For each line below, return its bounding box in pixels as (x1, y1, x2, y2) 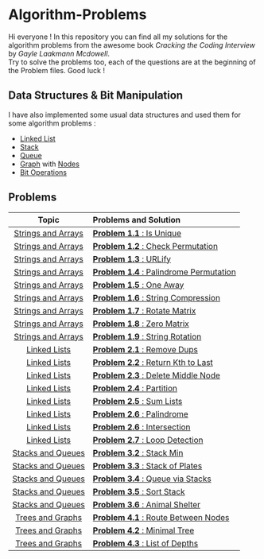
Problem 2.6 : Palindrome (92, 408, 188, 419)
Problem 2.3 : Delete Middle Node (92, 370, 221, 381)
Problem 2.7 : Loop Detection (92, 434, 204, 445)
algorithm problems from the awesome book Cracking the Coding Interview (8, 40, 256, 49)
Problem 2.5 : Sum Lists (92, 395, 183, 406)
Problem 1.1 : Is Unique (92, 227, 181, 239)
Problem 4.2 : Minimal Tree (92, 525, 195, 536)
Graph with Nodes (19, 159, 80, 169)
